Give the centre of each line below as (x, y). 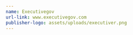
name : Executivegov (30, 12)
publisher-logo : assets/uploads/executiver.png (66, 23)
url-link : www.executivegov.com (46, 17)
